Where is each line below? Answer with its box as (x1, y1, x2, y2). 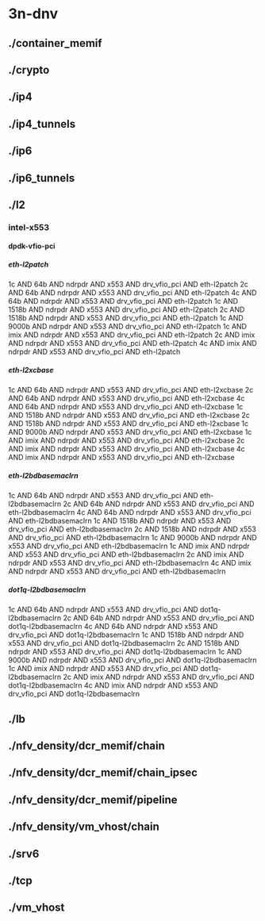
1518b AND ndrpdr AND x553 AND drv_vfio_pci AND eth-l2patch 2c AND (8, 305, 245, 314)
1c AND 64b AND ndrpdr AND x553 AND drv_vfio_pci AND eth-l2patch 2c (8, 279, 248, 290)
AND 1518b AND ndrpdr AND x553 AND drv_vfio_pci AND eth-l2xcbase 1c (8, 419, 248, 428)
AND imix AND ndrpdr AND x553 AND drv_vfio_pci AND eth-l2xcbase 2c (8, 436, 245, 445)
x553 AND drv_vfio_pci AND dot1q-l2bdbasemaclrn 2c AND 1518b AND (8, 639, 240, 648)
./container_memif (8, 36, 102, 50)
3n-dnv (8, 5, 58, 23)
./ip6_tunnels (8, 171, 75, 185)
